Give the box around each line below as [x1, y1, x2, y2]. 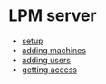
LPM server [8, 5, 97, 26]
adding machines [21, 44, 87, 55]
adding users [21, 54, 72, 65]
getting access [21, 64, 78, 75]
